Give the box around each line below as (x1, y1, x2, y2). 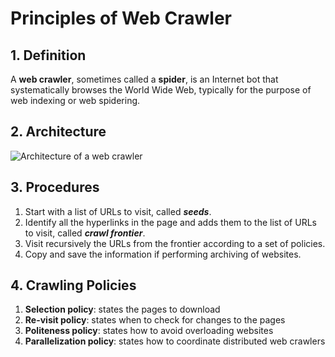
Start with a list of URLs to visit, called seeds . (24, 205, 212, 217)
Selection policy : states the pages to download (24, 303, 221, 316)
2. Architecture (10, 123, 107, 141)
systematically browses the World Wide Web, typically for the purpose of (10, 84, 312, 96)
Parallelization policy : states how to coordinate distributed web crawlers (24, 335, 326, 347)
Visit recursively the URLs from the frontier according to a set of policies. (24, 237, 326, 249)
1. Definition (10, 47, 87, 64)
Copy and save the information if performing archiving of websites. (24, 248, 302, 260)
